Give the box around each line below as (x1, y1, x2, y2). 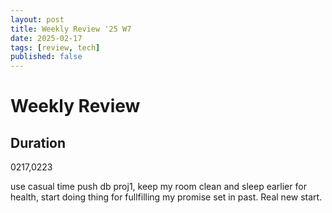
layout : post (10, 14, 65, 25)
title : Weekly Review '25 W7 (10, 24, 132, 34)
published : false (10, 52, 83, 62)
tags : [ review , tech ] (10, 42, 101, 53)
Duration (10, 134, 67, 151)
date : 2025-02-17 (10, 33, 83, 43)
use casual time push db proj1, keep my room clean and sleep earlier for (10, 181, 307, 193)
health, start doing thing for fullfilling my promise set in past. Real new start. (10, 191, 323, 203)
